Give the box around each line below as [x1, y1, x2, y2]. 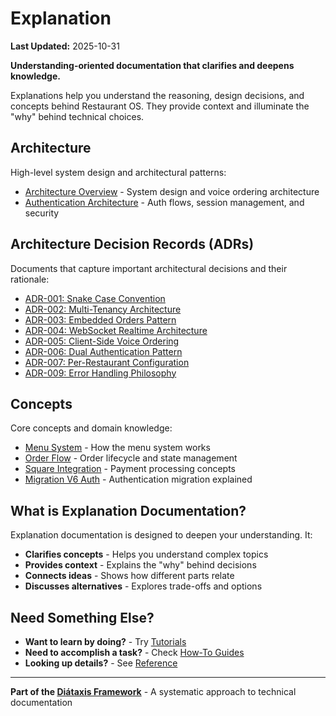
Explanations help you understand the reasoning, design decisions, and [10, 89, 305, 101]
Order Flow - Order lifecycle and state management [24, 452, 238, 464]
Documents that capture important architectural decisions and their [10, 262, 288, 274]
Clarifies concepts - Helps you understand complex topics [24, 548, 269, 561]
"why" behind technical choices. [10, 110, 145, 122]
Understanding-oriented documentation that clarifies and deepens [10, 59, 295, 71]
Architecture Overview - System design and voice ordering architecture [24, 185, 320, 197]
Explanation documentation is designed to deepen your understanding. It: [10, 529, 313, 541]
